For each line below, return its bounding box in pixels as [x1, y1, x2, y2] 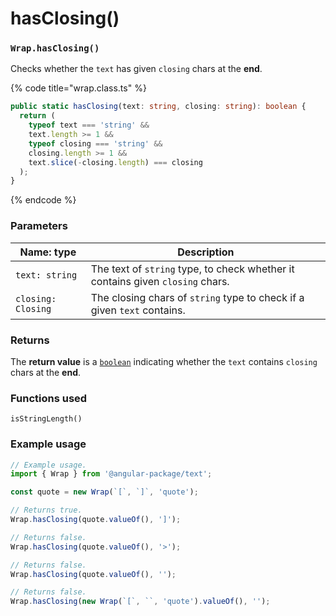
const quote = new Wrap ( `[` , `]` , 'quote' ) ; [10, 487, 199, 497]
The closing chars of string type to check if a [90, 290, 305, 304]
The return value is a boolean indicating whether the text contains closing [10, 355, 318, 367]
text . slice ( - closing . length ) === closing [28, 157, 203, 167]
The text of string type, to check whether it [90, 262, 295, 276]
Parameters [10, 219, 68, 233]
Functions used [10, 391, 88, 405]
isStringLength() [10, 414, 83, 424]
